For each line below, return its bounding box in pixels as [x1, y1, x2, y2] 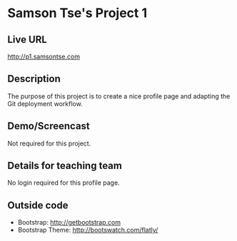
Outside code [7, 199, 69, 211]
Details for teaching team [7, 160, 123, 172]
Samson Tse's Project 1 [7, 5, 148, 21]
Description [7, 73, 61, 85]
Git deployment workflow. [7, 99, 84, 108]
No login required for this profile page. [7, 178, 120, 187]
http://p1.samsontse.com [7, 52, 81, 61]
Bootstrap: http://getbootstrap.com [17, 218, 121, 227]
